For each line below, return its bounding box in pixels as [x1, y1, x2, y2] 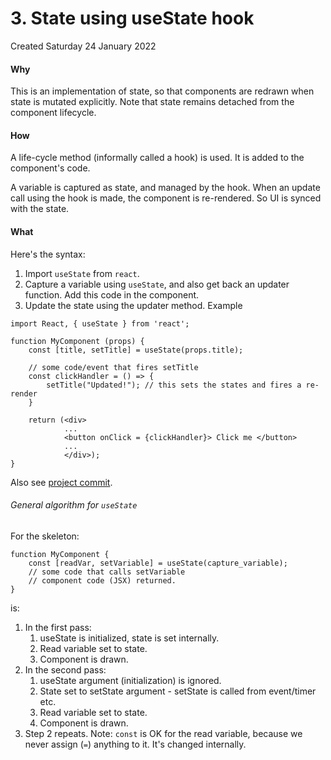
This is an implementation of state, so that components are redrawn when [10, 85, 315, 97]
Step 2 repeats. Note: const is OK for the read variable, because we [24, 727, 303, 739]
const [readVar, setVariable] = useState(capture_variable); [28, 558, 288, 568]
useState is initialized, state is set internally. [39, 632, 220, 644]
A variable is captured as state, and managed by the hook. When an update [10, 182, 321, 194]
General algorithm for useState [10, 499, 138, 511]
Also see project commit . [10, 476, 113, 488]
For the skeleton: [10, 530, 80, 542]
